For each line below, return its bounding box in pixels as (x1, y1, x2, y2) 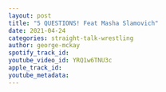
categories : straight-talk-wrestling (8, 34, 134, 42)
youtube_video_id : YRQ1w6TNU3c (8, 57, 113, 65)
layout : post (8, 11, 52, 20)
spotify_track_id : (8, 49, 69, 57)
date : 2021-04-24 (8, 26, 66, 34)
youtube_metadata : (8, 71, 69, 79)
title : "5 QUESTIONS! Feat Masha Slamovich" (8, 19, 159, 27)
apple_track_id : (8, 64, 62, 72)
